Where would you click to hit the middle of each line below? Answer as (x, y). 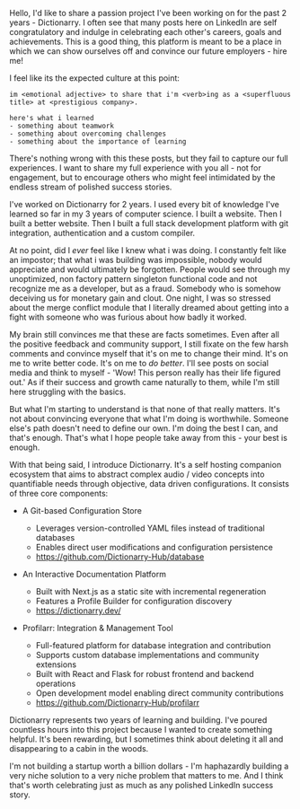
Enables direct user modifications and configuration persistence (154, 547)
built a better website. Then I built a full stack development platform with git (149, 223)
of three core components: (59, 493)
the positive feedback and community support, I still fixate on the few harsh (149, 344)
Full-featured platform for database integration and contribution (153, 645)
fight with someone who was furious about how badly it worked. (128, 317)
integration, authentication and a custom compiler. (102, 233)
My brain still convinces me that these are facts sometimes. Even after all (145, 334)
